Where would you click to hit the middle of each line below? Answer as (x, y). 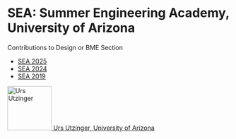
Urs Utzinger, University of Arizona (104, 128)
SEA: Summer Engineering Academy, (118, 13)
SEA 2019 (31, 76)
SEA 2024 (32, 68)
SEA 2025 (32, 61)
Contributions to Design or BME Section (65, 47)
